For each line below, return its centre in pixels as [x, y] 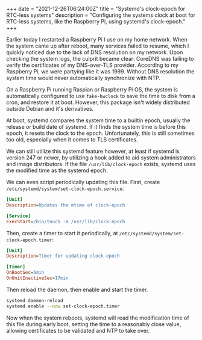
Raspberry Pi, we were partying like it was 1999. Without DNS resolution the [100, 71]
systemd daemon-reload [35, 300]
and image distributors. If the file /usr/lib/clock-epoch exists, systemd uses [101, 164]
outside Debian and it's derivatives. [50, 109]
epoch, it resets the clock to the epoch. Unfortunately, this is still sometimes [100, 133]
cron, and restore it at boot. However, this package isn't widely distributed [98, 102]
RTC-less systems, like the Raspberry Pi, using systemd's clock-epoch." [96, 21]
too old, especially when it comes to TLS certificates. [72, 140]
